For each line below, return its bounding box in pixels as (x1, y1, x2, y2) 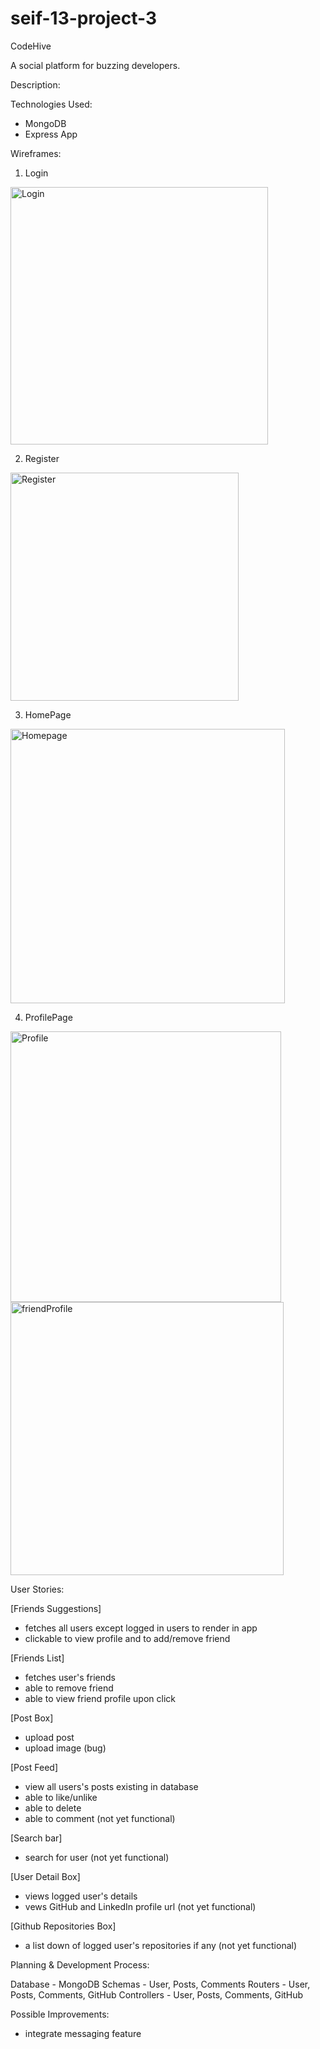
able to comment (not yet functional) (24, 1812, 176, 1824)
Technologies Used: (10, 98, 93, 110)
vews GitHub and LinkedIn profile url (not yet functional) (24, 1900, 257, 1912)
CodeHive (10, 40, 52, 52)
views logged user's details (24, 1890, 138, 1902)
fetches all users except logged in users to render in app (24, 1622, 258, 1634)
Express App (24, 128, 78, 140)
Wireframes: (10, 147, 62, 159)
